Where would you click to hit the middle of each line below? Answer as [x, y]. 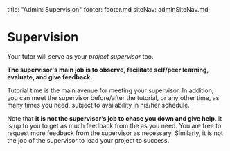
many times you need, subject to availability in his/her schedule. [99, 105]
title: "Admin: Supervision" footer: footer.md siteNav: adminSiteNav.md [108, 9]
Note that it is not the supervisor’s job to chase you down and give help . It [115, 118]
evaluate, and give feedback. [50, 77]
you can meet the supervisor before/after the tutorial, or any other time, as [113, 97]
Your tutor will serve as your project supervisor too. [80, 56]
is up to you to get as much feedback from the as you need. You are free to [114, 125]
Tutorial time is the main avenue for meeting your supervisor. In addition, [110, 90]
